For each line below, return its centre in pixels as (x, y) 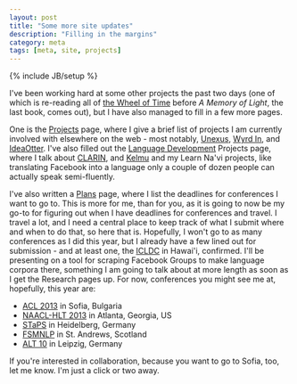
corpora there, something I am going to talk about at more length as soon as (149, 270)
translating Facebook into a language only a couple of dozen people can (142, 167)
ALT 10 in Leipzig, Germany (72, 344)
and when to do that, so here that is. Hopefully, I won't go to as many (136, 232)
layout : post (33, 17)
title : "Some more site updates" (71, 26)
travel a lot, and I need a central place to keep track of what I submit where (147, 223)
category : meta (37, 42)
